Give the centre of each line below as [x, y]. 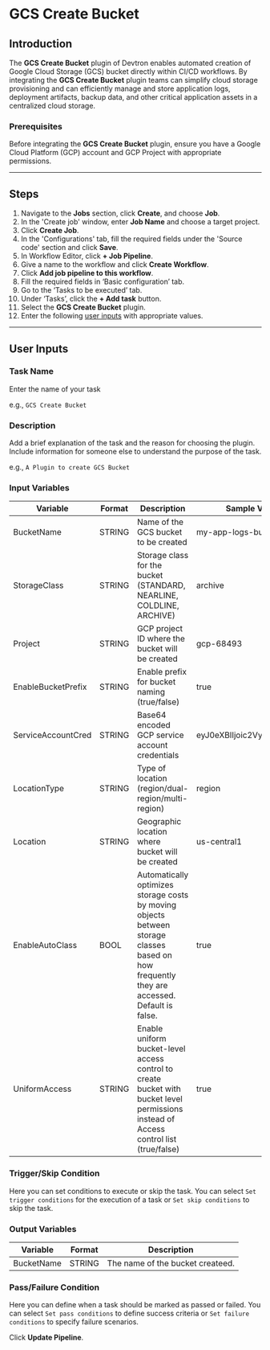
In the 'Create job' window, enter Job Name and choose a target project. [140, 222]
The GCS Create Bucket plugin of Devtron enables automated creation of [130, 63]
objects [151, 915]
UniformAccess [42, 1089]
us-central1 [219, 842]
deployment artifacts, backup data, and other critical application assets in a [133, 97]
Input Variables [40, 488]
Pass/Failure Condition [54, 1287]
